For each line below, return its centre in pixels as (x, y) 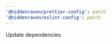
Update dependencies (33, 34)
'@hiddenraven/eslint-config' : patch (53, 17)
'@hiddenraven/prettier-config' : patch (56, 12)
